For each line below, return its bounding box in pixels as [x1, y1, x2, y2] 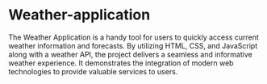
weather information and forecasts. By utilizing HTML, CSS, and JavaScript [8, 40, 258, 50]
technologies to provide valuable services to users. [8, 66, 178, 76]
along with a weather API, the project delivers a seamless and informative [8, 49, 252, 59]
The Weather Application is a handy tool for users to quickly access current [8, 32, 260, 42]
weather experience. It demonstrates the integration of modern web [8, 58, 234, 68]
